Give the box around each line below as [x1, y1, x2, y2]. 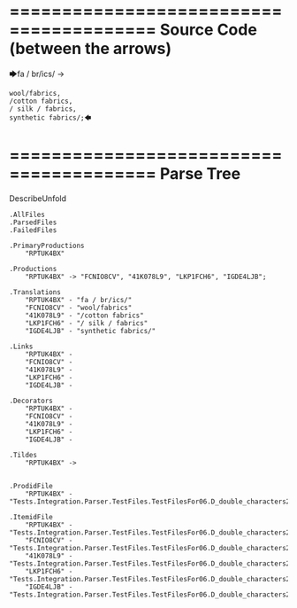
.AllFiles [9, 210, 46, 219]
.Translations [9, 287, 62, 297]
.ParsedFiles [9, 218, 57, 227]
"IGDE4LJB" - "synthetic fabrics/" [25, 326, 156, 335]
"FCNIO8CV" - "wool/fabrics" [25, 303, 133, 312]
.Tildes [9, 450, 38, 459]
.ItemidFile [9, 512, 53, 521]
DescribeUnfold [9, 192, 67, 204]
